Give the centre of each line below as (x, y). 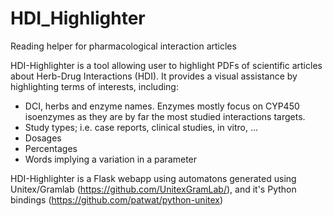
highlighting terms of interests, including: (94, 86)
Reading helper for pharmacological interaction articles (123, 46)
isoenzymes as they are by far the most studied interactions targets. (165, 116)
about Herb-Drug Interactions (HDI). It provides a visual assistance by (154, 76)
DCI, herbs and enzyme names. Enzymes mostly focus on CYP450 (162, 106)
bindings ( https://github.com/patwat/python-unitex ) (117, 199)
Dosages (43, 138)
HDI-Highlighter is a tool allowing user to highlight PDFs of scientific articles (166, 65)
